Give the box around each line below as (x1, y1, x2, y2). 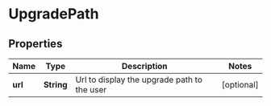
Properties (8, 37, 63, 51)
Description (121, 61, 168, 71)
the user (75, 84, 107, 95)
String (43, 79, 68, 90)
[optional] (221, 79, 259, 90)
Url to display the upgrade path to (75, 74, 203, 85)
